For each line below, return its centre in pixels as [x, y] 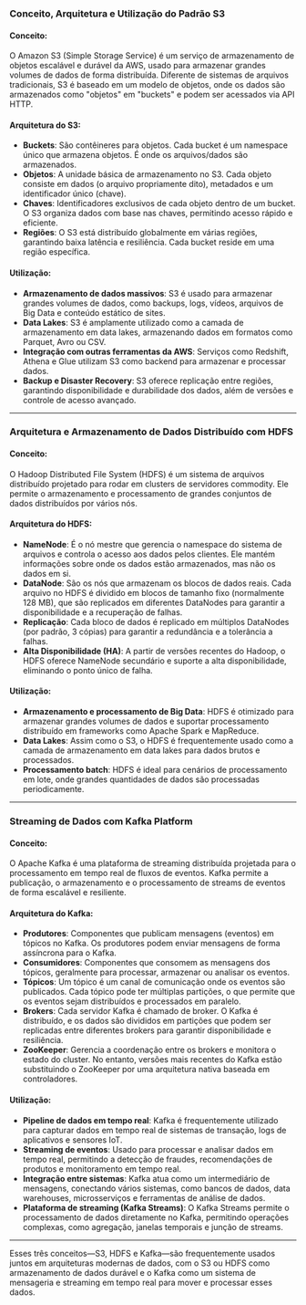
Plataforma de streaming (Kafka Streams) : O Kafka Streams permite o [156, 1207]
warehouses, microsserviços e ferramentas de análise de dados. [144, 1197]
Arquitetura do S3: [45, 125]
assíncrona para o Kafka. [69, 953]
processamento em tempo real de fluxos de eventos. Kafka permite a [139, 873]
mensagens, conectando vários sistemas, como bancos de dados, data [157, 1188]
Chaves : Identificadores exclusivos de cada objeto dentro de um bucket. [159, 204]
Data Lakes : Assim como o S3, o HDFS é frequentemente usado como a [158, 741]
